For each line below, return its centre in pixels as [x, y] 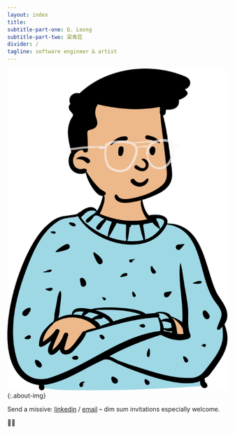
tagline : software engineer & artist [62, 52]
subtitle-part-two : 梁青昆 [45, 37]
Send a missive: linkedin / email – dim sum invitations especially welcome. [114, 410]
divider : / [23, 44]
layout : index [28, 15]
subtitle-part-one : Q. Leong [50, 29]
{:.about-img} [27, 396]
